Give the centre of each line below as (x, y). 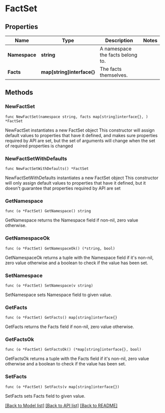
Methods (19, 93)
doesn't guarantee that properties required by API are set (63, 188)
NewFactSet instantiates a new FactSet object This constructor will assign (80, 130)
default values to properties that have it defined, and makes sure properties (82, 135)
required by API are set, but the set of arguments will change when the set (80, 140)
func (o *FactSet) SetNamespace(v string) (49, 285)
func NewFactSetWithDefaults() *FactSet (47, 168)
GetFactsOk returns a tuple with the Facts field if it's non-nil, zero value (77, 358)
